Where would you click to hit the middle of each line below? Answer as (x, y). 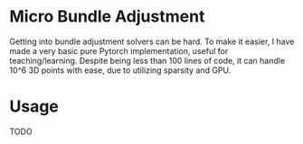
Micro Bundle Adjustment (107, 17)
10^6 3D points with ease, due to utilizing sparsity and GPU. (120, 70)
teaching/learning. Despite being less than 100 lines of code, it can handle (147, 60)
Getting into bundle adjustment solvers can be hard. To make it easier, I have (152, 41)
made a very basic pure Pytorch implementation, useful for (119, 50)
